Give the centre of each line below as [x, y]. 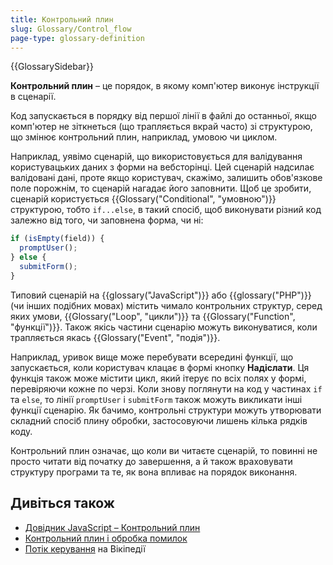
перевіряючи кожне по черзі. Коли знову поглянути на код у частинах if [166, 388]
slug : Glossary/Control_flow [71, 29]
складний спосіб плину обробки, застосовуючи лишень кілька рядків [159, 420]
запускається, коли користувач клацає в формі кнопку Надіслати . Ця [160, 367]
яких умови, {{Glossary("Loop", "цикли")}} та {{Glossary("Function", [153, 316]
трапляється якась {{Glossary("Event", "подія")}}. [115, 337]
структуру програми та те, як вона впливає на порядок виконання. [154, 472]
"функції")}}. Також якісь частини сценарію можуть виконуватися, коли [164, 327]
